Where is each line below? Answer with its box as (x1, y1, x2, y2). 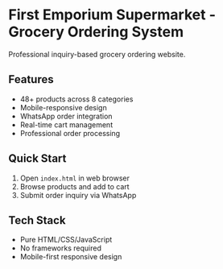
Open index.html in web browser (19, 173, 130, 183)
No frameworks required (19, 243, 102, 253)
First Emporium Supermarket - (8, 6, 216, 24)
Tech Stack (8, 213, 66, 227)
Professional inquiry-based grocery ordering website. (8, 49, 186, 59)
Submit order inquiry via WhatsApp (19, 190, 137, 200)
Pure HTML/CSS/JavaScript (19, 235, 113, 245)
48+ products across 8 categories (19, 94, 134, 104)
